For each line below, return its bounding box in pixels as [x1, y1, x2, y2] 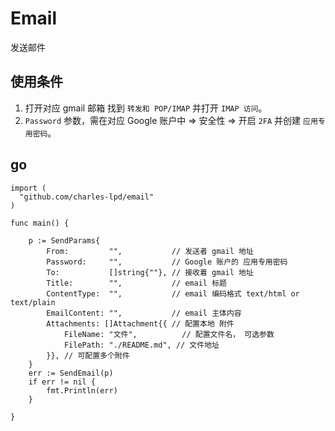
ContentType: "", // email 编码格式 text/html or [46, 288, 300, 299]
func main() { [10, 218, 70, 228]
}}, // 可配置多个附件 [46, 350, 130, 361]
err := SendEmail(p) [28, 368, 114, 378]
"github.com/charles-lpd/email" [19, 192, 155, 202]
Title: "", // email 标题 [46, 278, 227, 288]
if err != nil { [28, 377, 97, 387]
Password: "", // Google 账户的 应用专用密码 [46, 257, 288, 267]
